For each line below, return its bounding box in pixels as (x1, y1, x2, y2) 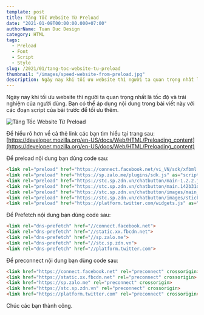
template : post (6, 9, 45, 15)
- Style (12, 60, 32, 66)
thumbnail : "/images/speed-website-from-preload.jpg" (6, 71, 146, 77)
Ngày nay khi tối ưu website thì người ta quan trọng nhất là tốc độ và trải (6, 94, 186, 101)
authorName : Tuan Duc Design (6, 26, 80, 32)
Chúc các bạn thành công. (6, 302, 73, 309)
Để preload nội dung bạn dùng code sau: (6, 154, 109, 162)
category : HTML (6, 32, 45, 38)
